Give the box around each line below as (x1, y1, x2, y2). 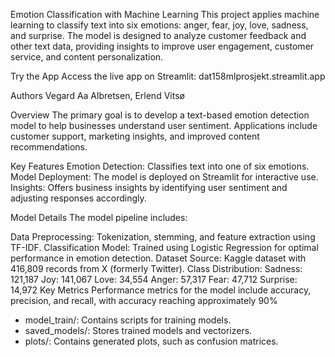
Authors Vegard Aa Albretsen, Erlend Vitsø (10, 90, 185, 101)
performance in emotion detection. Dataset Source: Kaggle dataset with (10, 252, 307, 264)
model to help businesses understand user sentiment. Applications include (10, 120, 318, 131)
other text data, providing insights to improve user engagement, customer (10, 40, 315, 52)
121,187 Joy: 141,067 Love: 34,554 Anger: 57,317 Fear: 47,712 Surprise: (10, 274, 298, 285)
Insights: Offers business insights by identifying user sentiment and (10, 182, 288, 193)
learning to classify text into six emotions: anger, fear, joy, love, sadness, (10, 19, 309, 31)
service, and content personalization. (10, 51, 164, 63)
